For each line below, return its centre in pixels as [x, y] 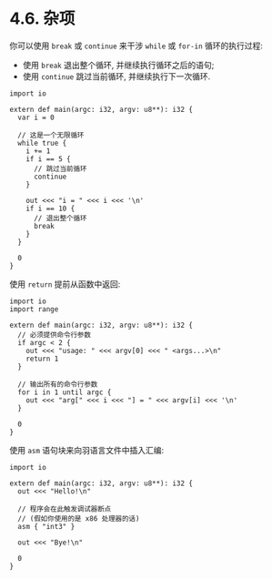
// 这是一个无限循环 [51, 135]
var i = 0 [36, 117]
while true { [42, 143]
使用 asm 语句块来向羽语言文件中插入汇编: [87, 450]
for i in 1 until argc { [65, 392]
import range [34, 309]
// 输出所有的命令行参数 [58, 384]
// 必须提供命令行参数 [54, 335]
